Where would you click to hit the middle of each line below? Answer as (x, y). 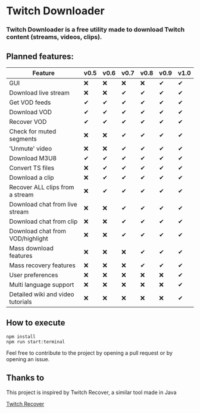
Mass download (31, 248)
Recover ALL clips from (42, 187)
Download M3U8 (33, 158)
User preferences (34, 275)
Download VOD (31, 112)
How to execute (36, 323)
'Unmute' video (31, 148)
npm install (21, 337)
